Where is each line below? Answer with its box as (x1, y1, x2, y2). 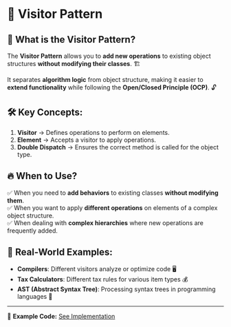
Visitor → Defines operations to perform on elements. (16, 128, 170, 136)
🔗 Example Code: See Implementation (7, 313, 115, 321)
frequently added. (7, 226, 58, 235)
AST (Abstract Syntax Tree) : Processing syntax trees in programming (16, 285, 216, 293)
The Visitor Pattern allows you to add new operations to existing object (7, 52, 211, 60)
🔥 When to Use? (7, 170, 78, 182)
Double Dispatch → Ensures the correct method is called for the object (16, 143, 219, 151)
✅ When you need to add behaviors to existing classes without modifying (7, 189, 219, 197)
